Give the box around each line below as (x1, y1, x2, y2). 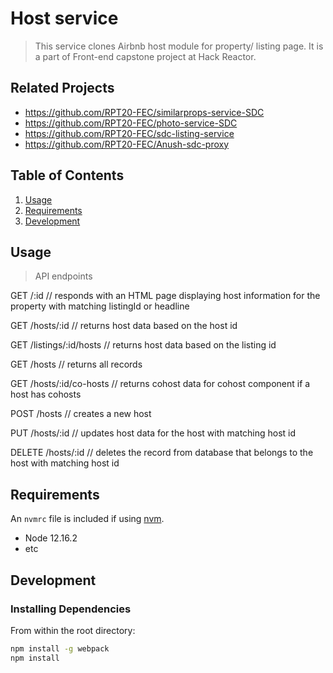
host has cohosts (10, 388, 82, 401)
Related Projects (10, 80, 115, 97)
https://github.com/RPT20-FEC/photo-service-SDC (24, 117, 238, 129)
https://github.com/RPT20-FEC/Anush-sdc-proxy (24, 138, 230, 150)
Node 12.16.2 (24, 532, 78, 544)
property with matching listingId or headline (10, 300, 190, 312)
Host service (10, 7, 119, 30)
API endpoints (34, 270, 93, 282)
